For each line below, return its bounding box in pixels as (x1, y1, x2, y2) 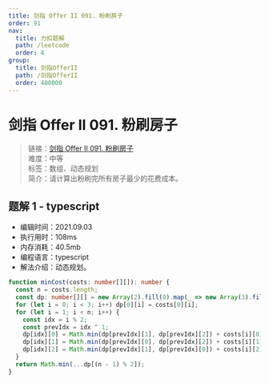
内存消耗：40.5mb (19, 242, 82, 252)
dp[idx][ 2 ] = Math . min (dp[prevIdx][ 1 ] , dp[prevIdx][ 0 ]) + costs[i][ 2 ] (22, 345, 263, 353)
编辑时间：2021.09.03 (19, 222, 93, 232)
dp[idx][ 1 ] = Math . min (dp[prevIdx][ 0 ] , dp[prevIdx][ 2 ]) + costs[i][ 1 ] (22, 338, 263, 346)
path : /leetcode (15, 42, 70, 50)
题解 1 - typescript (8, 200, 100, 213)
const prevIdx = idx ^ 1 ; (22, 323, 110, 331)
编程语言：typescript (19, 252, 90, 262)
